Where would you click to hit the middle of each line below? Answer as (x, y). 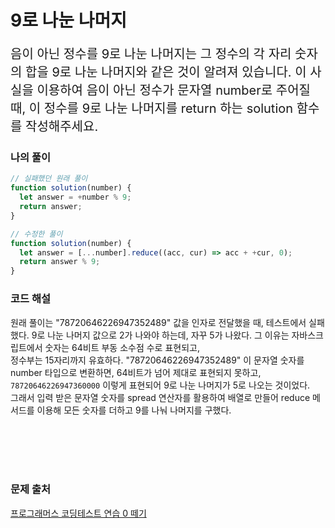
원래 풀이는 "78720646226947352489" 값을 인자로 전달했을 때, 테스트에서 (158, 322)
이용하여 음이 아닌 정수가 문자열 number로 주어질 (173, 90)
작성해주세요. (62, 127)
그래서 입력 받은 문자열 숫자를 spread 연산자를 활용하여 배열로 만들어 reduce (160, 397)
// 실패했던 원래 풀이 (49, 179)
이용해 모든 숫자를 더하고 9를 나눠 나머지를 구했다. (134, 410)
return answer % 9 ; (60, 262)
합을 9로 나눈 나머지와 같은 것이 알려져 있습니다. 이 (166, 72)
